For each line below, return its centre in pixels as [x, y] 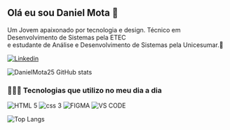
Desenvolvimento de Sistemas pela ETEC [67, 37]
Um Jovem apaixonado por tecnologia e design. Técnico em [94, 30]
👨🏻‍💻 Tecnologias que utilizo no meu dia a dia [85, 90]
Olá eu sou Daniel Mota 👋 [63, 13]
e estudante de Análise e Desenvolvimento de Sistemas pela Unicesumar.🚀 [115, 45]
